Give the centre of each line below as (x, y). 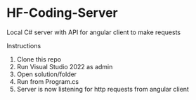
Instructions (24, 45)
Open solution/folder (47, 74)
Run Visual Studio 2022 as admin (65, 66)
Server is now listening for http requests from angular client (103, 89)
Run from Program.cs (47, 81)
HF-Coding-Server (63, 13)
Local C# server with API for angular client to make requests (93, 32)
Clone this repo (39, 59)
